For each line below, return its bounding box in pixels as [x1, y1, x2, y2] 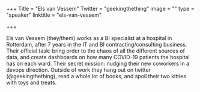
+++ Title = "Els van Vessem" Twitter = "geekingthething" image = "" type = [6, 5, 195, 12]
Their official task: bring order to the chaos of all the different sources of [6, 47, 185, 54]
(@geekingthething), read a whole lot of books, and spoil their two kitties [6, 73, 186, 79]
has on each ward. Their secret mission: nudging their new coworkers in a [6, 60, 190, 67]
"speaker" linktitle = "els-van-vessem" [6, 11, 102, 19]
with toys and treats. [6, 79, 57, 86]
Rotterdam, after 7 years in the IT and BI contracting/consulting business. [6, 41, 187, 48]
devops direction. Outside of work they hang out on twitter [6, 66, 151, 73]
